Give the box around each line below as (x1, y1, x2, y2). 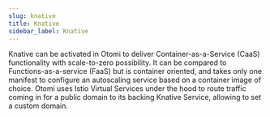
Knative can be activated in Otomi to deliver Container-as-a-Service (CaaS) (8, 50, 261, 59)
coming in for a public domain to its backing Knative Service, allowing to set (8, 93, 262, 102)
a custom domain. (8, 101, 69, 110)
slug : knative (8, 11, 57, 20)
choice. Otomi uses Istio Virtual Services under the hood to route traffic (8, 84, 246, 93)
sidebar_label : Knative (8, 27, 89, 35)
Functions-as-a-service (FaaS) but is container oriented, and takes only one (8, 67, 262, 76)
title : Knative (8, 19, 60, 28)
